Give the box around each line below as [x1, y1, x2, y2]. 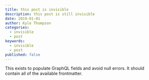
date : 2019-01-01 [5, 16, 41, 21]
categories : [5, 25, 29, 30]
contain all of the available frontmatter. [5, 71, 83, 77]
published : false [5, 52, 41, 57]
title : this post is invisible [5, 7, 69, 12]
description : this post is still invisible [5, 12, 95, 16]
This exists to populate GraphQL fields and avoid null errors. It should [5, 65, 145, 71]
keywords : [5, 39, 25, 44]
